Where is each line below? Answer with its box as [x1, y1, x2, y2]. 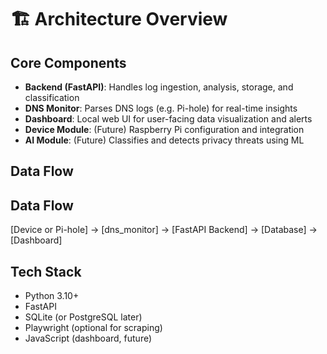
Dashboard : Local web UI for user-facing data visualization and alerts [24, 113, 313, 125]
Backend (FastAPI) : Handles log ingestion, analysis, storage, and [24, 81, 294, 93]
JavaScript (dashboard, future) [24, 332, 153, 345]
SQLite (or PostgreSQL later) [24, 311, 143, 323]
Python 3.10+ [24, 290, 80, 302]
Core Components [10, 54, 127, 71]
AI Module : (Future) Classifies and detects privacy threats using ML [24, 134, 305, 146]
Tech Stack [10, 263, 82, 280]
